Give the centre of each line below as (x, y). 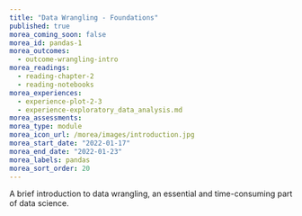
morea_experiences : (46, 93)
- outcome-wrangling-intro (68, 59)
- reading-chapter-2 (56, 76)
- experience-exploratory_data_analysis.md (100, 110)
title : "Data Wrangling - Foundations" (84, 18)
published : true (40, 26)
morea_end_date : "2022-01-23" (66, 151)
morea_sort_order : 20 (50, 168)
